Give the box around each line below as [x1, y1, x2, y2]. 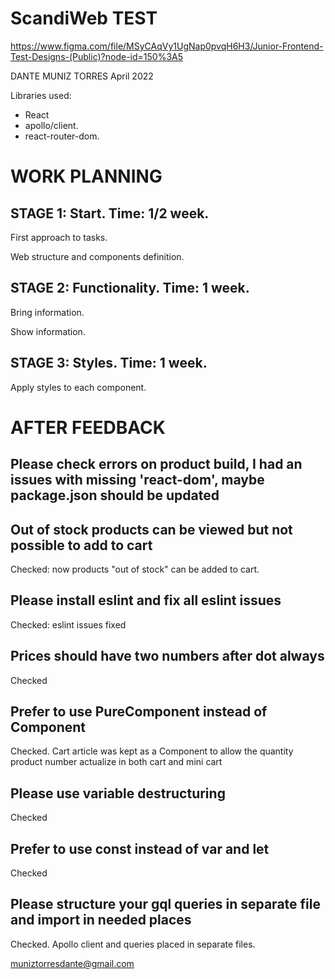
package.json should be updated [10, 487, 220, 504]
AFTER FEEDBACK [10, 416, 166, 439]
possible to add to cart [10, 537, 153, 554]
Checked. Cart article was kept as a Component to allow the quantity [10, 745, 294, 757]
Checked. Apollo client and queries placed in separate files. [10, 938, 256, 950]
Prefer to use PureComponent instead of [10, 703, 268, 720]
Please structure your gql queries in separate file [10, 896, 321, 913]
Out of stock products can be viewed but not [10, 521, 293, 538]
